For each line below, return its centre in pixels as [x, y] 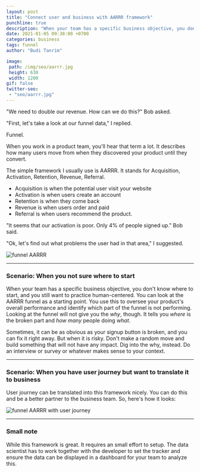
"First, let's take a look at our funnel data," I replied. [69, 123]
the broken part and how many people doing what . [68, 320]
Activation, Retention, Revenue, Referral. [56, 177]
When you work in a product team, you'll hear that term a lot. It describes [96, 146]
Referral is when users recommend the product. [74, 214]
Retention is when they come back [57, 201]
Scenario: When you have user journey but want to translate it [98, 372]
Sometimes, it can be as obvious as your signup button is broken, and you [97, 332]
